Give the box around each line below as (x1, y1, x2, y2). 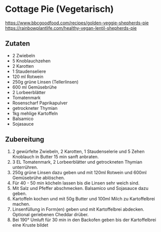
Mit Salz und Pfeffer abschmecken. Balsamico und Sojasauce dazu (12, 185, 149, 191)
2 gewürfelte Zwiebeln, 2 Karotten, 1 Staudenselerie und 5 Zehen (12, 148, 145, 154)
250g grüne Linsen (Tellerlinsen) (12, 79, 79, 85)
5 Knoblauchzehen (12, 58, 51, 64)
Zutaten (5, 40, 31, 48)
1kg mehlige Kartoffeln (12, 110, 58, 116)
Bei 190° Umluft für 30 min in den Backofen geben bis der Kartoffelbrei (12, 217, 157, 223)
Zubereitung (5, 135, 44, 144)
